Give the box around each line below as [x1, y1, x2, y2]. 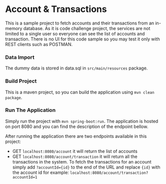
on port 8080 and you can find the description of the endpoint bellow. [5, 123, 149, 129]
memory [5, 25, 22, 31]
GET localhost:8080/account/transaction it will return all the [12, 153, 138, 159]
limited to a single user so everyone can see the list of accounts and [5, 30, 145, 36]
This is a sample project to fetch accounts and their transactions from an [5, 20, 155, 26]
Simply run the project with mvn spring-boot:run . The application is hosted [5, 118, 159, 124]
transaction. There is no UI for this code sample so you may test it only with [5, 36, 161, 42]
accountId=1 [12, 174, 37, 179]
